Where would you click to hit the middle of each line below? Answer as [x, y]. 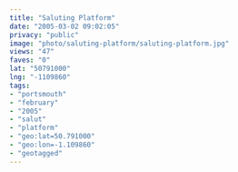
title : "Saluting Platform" [63, 18]
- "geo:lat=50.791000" [52, 137]
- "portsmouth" [38, 94]
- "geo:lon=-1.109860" [52, 145]
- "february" [34, 102]
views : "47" [32, 52]
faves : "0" [30, 60]
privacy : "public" [44, 35]
